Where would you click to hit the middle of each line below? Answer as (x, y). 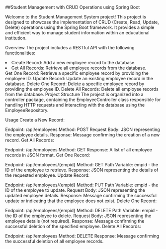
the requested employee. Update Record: (47, 175)
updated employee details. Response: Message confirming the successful (81, 195)
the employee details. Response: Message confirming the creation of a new (83, 135)
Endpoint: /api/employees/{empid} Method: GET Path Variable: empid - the (82, 165)
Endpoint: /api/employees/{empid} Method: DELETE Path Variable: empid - (82, 210)
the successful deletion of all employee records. (54, 241)
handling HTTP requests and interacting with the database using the (75, 105)
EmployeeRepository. (27, 110)
